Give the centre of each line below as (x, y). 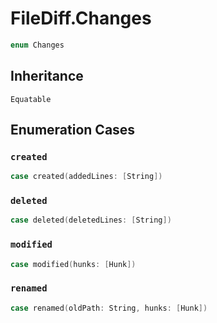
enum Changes (37, 45)
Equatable (31, 99)
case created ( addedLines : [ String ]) (86, 177)
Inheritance (47, 76)
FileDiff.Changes (81, 18)
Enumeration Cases (73, 130)
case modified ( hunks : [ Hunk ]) (73, 264)
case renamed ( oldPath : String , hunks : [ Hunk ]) (109, 308)
